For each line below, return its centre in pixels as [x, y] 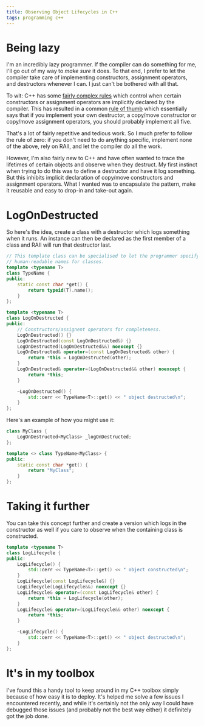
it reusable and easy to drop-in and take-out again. [70, 191]
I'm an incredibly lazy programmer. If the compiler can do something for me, [101, 65]
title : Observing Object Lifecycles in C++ [62, 12]
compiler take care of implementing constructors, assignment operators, [97, 77]
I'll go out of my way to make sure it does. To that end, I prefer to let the [96, 71]
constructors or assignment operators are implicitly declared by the [90, 102]
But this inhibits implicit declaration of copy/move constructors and [90, 178]
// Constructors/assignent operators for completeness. [90, 330]
